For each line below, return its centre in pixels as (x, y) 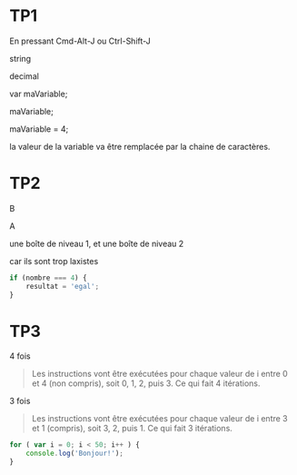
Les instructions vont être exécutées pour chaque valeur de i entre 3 (159, 419)
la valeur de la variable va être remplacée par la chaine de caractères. (140, 146)
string (20, 58)
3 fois (20, 401)
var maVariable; (39, 94)
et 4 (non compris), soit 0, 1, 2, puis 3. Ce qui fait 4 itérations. (146, 383)
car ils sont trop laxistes (54, 261)
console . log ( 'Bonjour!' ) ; (75, 454)
